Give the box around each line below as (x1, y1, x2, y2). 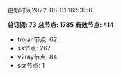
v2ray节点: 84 (17, 53, 58, 61)
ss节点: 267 (17, 44, 51, 52)
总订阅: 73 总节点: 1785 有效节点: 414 (7, 21, 115, 29)
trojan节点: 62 (17, 35, 58, 44)
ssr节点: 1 (17, 61, 45, 69)
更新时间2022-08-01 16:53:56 (7, 6, 92, 14)
